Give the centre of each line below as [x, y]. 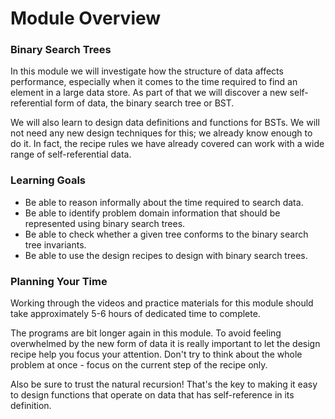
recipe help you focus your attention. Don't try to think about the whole [156, 354]
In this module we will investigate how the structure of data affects [147, 71]
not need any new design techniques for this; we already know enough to [161, 133]
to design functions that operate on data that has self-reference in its [152, 395]
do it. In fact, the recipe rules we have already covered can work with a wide [167, 144]
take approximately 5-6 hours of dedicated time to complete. [135, 314]
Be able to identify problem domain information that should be [152, 213]
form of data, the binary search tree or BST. [144, 103]
